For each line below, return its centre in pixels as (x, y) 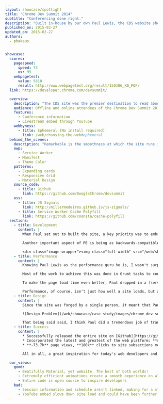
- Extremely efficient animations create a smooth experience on (85, 376)
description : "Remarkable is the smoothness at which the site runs (84, 144)
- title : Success (31, 327)
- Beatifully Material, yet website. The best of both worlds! (83, 372)
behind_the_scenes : (29, 139)
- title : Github (34, 189)
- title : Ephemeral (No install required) (61, 130)
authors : (14, 37)
